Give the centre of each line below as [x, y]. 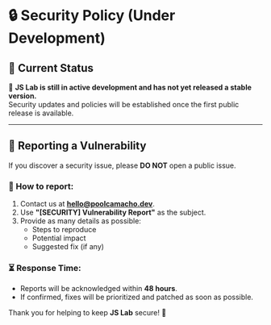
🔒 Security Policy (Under [92, 16]
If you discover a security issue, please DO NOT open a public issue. [122, 165]
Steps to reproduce [64, 230]
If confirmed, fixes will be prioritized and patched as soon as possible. [137, 297]
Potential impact [59, 238]
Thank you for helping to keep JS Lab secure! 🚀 [88, 313]
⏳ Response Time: [45, 269]
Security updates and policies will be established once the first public [124, 104]
